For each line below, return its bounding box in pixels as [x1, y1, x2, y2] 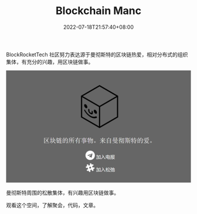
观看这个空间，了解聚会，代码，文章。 [6, 202, 98, 209]
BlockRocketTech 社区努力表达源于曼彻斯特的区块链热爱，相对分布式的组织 [6, 51, 188, 58]
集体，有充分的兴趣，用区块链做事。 [6, 58, 94, 65]
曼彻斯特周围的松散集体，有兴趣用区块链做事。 [6, 189, 119, 196]
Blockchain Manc [55, 4, 142, 18]
